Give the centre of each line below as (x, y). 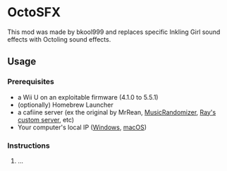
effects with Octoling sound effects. (59, 39)
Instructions (29, 146)
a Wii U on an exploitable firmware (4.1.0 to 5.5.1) (88, 97)
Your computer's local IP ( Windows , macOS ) (82, 127)
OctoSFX (34, 12)
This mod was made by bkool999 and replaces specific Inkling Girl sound (114, 32)
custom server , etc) (46, 119)
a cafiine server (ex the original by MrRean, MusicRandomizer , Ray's (117, 112)
